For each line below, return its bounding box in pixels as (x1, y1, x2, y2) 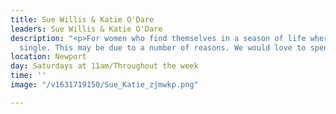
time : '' (10, 71, 47, 81)
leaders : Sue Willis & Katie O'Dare (10, 24, 163, 34)
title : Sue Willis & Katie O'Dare (10, 14, 155, 25)
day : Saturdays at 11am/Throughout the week (10, 61, 199, 71)
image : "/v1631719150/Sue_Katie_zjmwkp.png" (10, 80, 199, 90)
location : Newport (10, 52, 87, 62)
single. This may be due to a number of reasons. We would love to (19, 42, 307, 53)
